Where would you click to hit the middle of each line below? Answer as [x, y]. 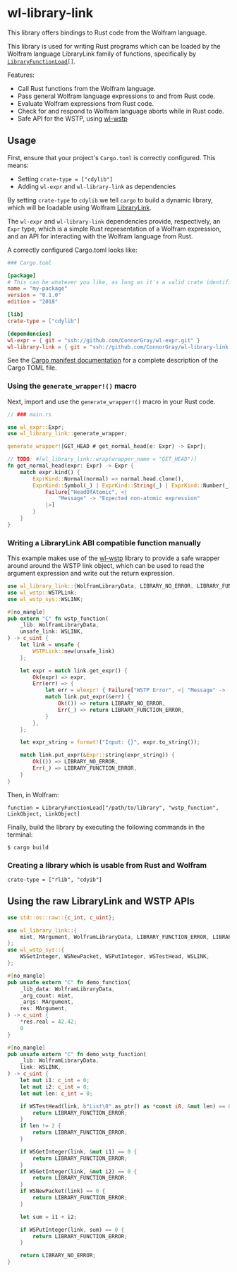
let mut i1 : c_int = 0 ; [55, 1081]
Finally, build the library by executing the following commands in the [106, 827]
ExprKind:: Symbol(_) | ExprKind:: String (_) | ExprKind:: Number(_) [132, 485]
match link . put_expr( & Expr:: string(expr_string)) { [97, 755]
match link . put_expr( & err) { [88, 697]
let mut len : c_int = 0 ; [56, 1094]
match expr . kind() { [50, 472]
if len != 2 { [41, 1126]
